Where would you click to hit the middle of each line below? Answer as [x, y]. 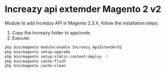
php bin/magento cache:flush [35, 61]
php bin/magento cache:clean [35, 66]
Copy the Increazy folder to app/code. [52, 32]
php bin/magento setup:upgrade [37, 52]
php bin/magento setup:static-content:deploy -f [57, 56]
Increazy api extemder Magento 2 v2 [83, 9]
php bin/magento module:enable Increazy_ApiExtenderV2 [63, 47]
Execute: [21, 38]
